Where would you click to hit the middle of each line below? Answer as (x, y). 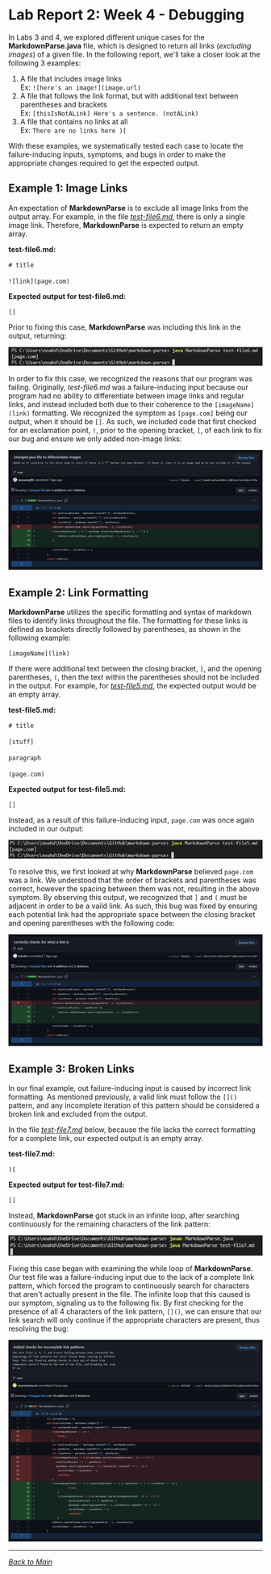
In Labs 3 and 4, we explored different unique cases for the (106, 37)
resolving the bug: (38, 1328)
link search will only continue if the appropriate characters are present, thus (134, 1319)
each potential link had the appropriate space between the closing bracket (132, 914)
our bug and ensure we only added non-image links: (95, 439)
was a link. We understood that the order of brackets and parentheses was (132, 880)
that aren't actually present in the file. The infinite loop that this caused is (129, 1294)
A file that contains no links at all (74, 121)
